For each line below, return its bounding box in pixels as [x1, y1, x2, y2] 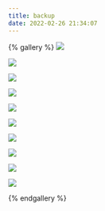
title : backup [8, 11, 56, 20]
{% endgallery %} [8, 193, 68, 203]
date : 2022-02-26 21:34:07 [8, 19, 98, 27]
